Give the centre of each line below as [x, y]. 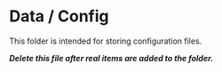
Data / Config [59, 16]
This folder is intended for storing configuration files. [106, 41]
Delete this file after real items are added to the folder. [111, 58]
